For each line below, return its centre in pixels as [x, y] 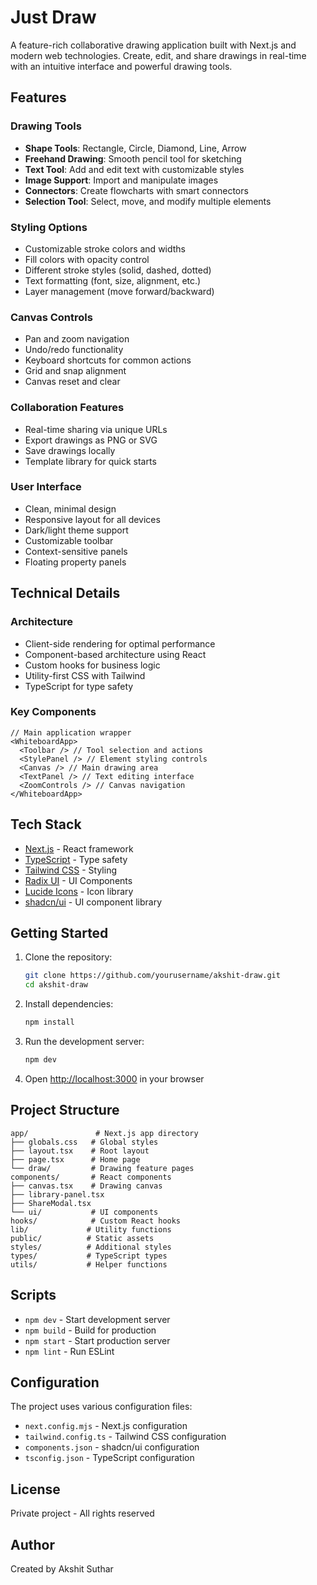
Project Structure [65, 1110]
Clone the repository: [68, 957]
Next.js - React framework [79, 848]
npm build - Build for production [90, 1330]
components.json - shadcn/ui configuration [112, 1447]
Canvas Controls [51, 317]
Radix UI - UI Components [78, 880]
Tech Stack [46, 824]
